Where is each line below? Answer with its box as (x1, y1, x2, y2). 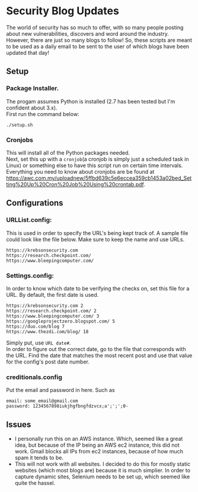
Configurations (6, 198, 63, 208)
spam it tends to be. (14, 454, 64, 462)
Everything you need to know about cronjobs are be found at (6, 168, 155, 175)
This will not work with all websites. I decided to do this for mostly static (14, 460, 191, 468)
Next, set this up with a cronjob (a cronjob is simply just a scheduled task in (6, 155, 189, 162)
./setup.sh (6, 122, 33, 128)
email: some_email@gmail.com (6, 398, 78, 404)
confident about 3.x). (6, 104, 58, 111)
